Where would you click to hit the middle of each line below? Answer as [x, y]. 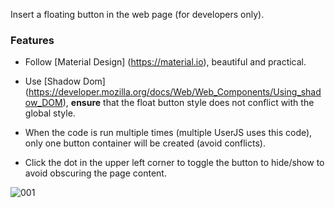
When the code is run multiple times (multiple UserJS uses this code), [168, 133]
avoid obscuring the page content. [95, 173]
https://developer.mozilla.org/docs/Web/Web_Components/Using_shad [175, 92]
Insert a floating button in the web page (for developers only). [137, 14]
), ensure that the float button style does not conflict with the [188, 103]
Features [32, 40]
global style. [50, 113]
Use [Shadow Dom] [65, 81]
